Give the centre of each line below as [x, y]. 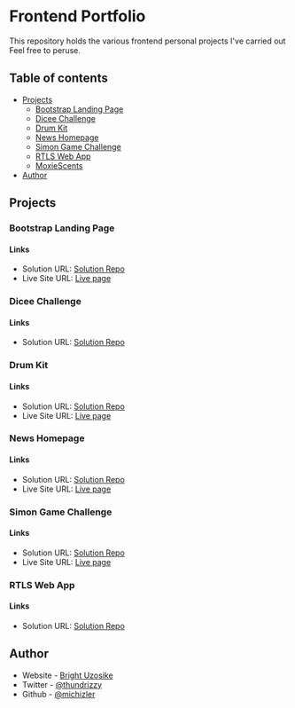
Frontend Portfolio [78, 16]
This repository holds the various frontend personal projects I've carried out [147, 41]
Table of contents [58, 79]
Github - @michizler [58, 694]
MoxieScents [59, 165]
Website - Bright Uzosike [67, 675]
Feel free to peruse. [45, 50]
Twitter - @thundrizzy [62, 684]
